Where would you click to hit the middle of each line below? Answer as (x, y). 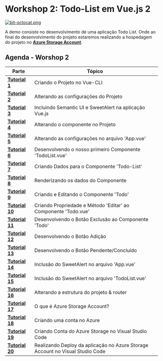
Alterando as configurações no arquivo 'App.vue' (90, 138)
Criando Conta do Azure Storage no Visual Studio (90, 331)
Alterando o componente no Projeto (75, 124)
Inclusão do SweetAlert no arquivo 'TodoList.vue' (90, 278)
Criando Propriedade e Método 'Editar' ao (82, 205)
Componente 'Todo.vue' (62, 211)
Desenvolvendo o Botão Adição (70, 236)
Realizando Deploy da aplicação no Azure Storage (91, 345)
